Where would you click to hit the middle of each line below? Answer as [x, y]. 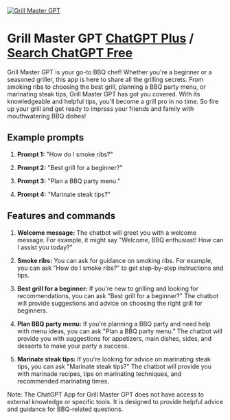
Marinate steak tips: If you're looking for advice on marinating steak [114, 359]
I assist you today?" [45, 247]
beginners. [32, 311]
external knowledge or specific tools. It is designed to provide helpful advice [115, 401]
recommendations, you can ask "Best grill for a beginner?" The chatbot [118, 295]
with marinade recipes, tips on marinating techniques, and [99, 374]
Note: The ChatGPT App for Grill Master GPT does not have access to [106, 394]
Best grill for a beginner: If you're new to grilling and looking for [108, 288]
